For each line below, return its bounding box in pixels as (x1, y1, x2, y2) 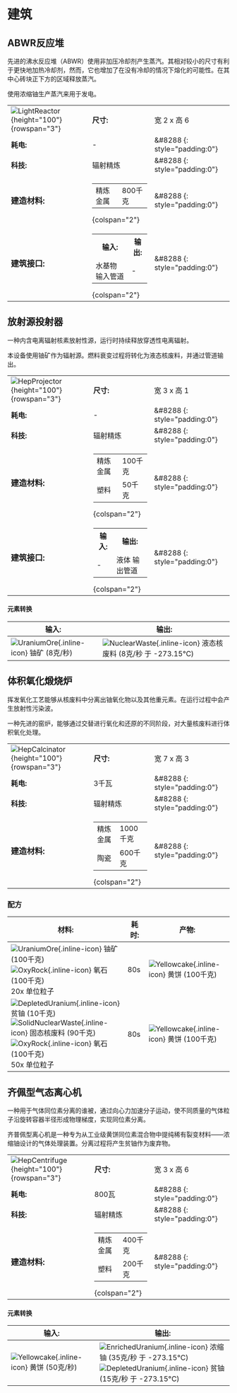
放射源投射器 (7, 316, 63, 328)
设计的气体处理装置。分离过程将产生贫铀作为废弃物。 (19, 1139, 174, 1147)
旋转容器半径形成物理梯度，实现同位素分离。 (19, 1115, 150, 1123)
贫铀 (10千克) (11, 1009, 56, 1019)
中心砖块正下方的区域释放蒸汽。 (7, 75, 100, 83)
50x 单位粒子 (11, 1060, 54, 1070)
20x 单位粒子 (11, 987, 54, 997)
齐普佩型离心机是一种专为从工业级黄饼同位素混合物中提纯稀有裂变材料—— (7, 1130, 224, 1138)
